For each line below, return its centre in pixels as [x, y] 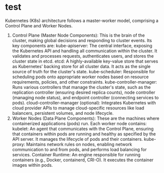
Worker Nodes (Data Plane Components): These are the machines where [86, 118]
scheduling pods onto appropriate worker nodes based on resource [80, 77]
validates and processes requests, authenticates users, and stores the [83, 56]
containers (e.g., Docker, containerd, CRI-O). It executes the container [83, 160]
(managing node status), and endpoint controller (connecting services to [85, 97]
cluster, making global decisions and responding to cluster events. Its [82, 40]
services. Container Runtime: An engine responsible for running [76, 154]
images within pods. [32, 165]
